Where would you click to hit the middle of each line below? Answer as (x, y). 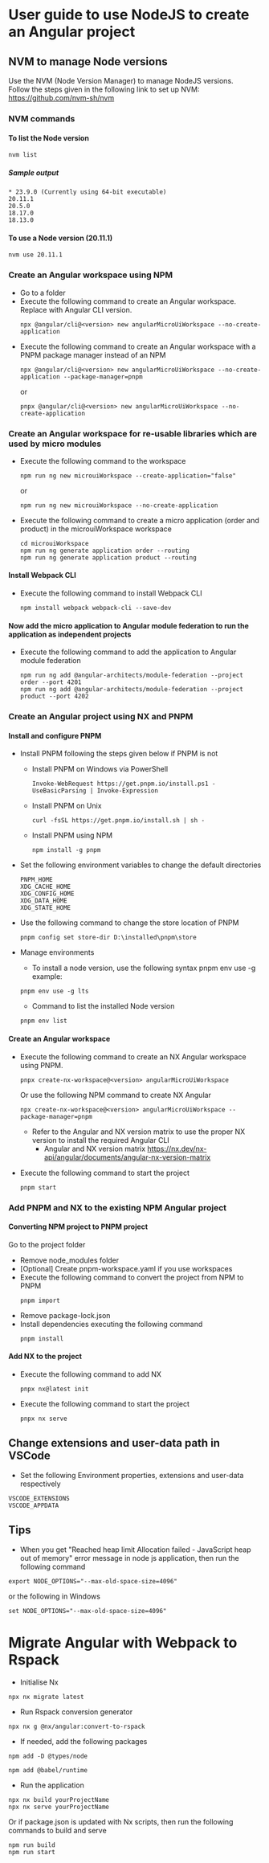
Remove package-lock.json (65, 1315)
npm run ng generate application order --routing (105, 551)
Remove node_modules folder (69, 1260)
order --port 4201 (51, 682)
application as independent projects (70, 634)
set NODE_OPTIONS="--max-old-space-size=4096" (88, 1611)
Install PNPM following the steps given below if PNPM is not (119, 754)
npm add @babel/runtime (48, 1770)
